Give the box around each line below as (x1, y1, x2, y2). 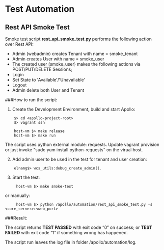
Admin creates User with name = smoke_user (12, 56, 105, 62)
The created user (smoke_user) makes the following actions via (12, 61, 141, 67)
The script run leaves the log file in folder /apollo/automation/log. (5, 239, 137, 245)
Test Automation (5, 3, 75, 15)
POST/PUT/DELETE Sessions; (12, 66, 73, 72)
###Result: (5, 215, 27, 221)
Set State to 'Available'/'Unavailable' (12, 77, 85, 83)
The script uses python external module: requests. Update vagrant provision (5, 141, 160, 147)
